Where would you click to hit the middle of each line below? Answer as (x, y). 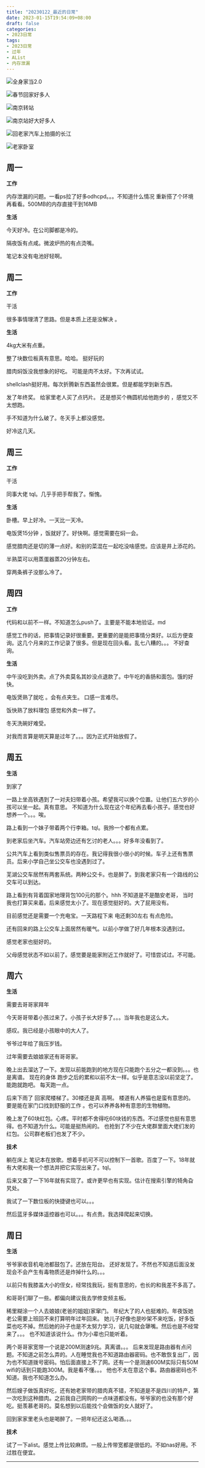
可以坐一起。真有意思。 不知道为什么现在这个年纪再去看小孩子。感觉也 (100, 807)
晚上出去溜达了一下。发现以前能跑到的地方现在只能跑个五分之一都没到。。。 (100, 1069)
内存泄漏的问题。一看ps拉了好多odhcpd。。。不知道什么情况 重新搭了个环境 (100, 197)
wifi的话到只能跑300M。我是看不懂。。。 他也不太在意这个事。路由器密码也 (99, 1370)
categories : (21, 29)
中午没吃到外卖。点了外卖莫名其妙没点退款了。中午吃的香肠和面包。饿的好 (100, 676)
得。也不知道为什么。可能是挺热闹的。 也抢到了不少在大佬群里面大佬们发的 (101, 1126)
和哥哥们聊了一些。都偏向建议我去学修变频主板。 (68, 1298)
